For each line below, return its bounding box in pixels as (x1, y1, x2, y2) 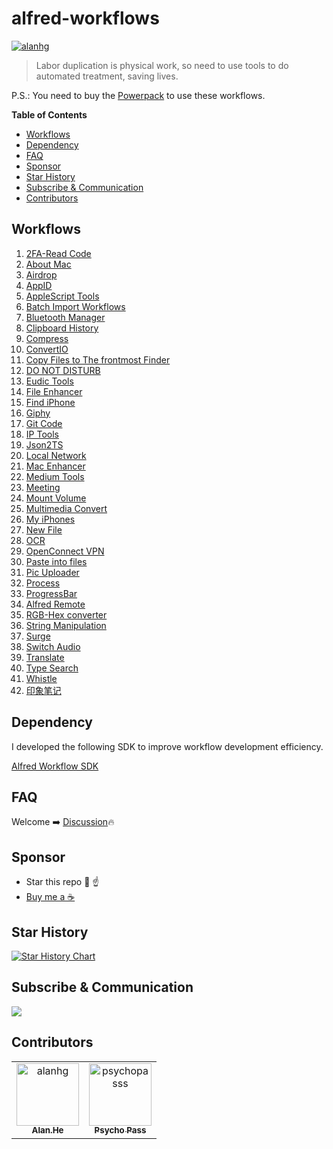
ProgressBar (25, 587, 78, 599)
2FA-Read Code (25, 247, 92, 259)
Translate (25, 651, 65, 663)
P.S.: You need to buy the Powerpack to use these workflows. (11, 89, 266, 101)
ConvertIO (25, 343, 69, 355)
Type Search (25, 662, 79, 674)
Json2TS (25, 438, 64, 451)
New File (25, 523, 63, 536)
